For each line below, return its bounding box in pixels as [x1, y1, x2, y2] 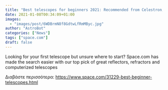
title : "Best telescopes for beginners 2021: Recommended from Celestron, [5, 7, 164, 12]
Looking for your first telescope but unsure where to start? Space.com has [5, 53, 159, 59]
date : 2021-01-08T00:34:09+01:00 [5, 12, 75, 17]
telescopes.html [5, 79, 38, 85]
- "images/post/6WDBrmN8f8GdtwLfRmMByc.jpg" [9, 21, 104, 26]
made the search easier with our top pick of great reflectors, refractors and [5, 58, 160, 65]
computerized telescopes [5, 64, 58, 70]
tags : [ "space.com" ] [5, 35, 48, 40]
